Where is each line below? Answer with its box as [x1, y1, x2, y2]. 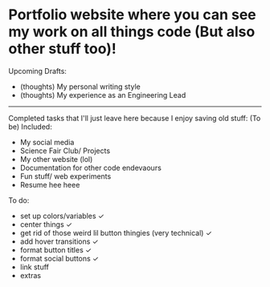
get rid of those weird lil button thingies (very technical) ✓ [19, 228, 213, 237]
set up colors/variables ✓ [19, 211, 104, 220]
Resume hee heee [19, 180, 80, 189]
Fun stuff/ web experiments [19, 171, 112, 181]
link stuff [19, 262, 50, 272]
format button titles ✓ [19, 245, 92, 254]
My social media [19, 137, 75, 147]
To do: [8, 195, 30, 205]
